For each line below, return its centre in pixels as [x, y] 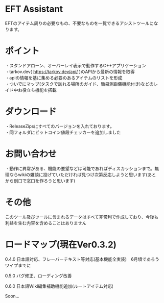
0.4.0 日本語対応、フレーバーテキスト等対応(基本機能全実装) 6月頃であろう [82, 259]
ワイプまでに [18, 265]
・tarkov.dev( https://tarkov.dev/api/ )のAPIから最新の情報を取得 [70, 72]
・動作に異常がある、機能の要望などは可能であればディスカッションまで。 [80, 168]
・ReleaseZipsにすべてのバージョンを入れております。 [60, 126]
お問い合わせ [31, 154]
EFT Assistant [34, 9]
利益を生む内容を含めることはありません [46, 223]
